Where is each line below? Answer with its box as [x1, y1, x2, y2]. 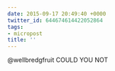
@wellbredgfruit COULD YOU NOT [7, 56, 109, 64]
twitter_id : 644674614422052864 [7, 17, 103, 24]
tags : [7, 23, 23, 30]
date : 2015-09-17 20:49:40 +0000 [7, 10, 106, 18]
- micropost [7, 30, 43, 37]
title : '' [7, 37, 37, 44]
